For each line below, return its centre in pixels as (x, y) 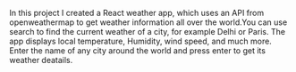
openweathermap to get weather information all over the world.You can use (148, 22)
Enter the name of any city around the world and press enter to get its (138, 51)
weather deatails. (41, 60)
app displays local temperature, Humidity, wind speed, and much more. (141, 41)
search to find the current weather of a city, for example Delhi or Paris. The (148, 32)
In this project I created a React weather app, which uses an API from (137, 13)
